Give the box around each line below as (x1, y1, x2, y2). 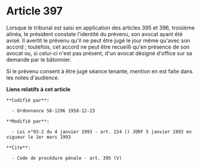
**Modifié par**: (6, 118, 50, 124)
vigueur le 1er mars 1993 (6, 134, 71, 140)
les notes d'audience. (6, 74, 59, 81)
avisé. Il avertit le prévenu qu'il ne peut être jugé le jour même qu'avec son (6, 37, 191, 44)
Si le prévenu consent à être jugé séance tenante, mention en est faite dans (6, 67, 193, 74)
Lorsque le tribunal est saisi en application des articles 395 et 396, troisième (6, 24, 195, 31)
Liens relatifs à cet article (6, 85, 71, 93)
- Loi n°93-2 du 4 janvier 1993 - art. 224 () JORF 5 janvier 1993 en (11, 129, 192, 135)
